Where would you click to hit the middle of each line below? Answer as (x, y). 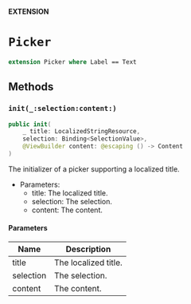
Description (88, 249)
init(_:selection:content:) (62, 109)
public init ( (30, 124)
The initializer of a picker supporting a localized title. (94, 169)
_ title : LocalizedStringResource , (82, 132)
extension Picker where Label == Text (72, 62)
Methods (31, 87)
